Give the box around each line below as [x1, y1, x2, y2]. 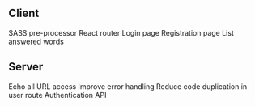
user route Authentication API [8, 90, 107, 100]
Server [8, 60, 44, 74]
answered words [8, 36, 65, 46]
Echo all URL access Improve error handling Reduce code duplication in [8, 81, 248, 91]
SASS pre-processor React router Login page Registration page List [8, 28, 235, 37]
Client [8, 6, 40, 20]
